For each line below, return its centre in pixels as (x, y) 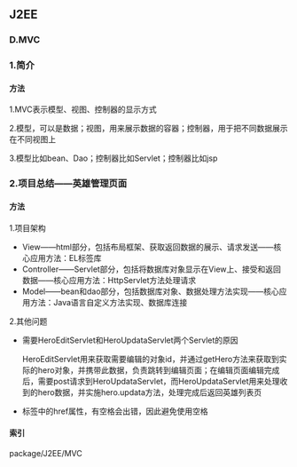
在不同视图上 (32, 139)
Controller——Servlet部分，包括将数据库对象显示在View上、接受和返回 (152, 269)
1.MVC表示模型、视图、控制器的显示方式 (83, 109)
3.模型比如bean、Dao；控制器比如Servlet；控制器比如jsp (113, 158)
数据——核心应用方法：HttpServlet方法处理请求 (109, 280)
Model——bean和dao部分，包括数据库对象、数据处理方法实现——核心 (150, 291)
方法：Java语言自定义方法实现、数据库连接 (109, 302)
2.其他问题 (28, 321)
